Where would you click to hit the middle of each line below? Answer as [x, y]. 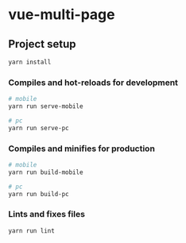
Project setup [43, 44]
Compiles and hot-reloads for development [93, 83]
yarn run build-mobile [46, 172]
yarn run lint [32, 231]
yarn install [30, 62]
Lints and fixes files [47, 214]
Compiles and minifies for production [81, 148]
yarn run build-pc [39, 194]
